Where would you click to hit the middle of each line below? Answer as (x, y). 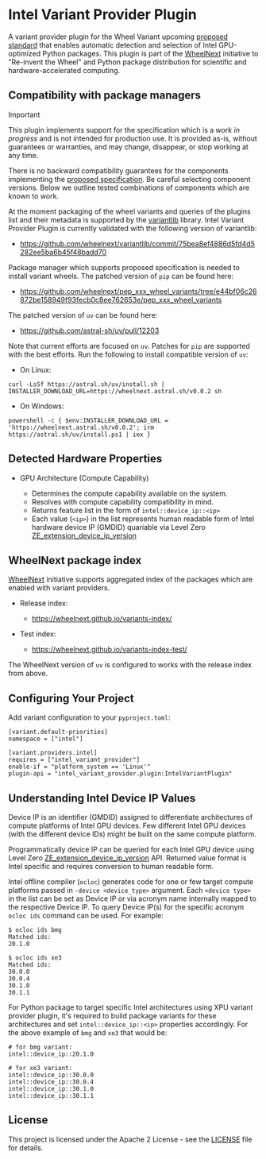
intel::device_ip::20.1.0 (51, 1054)
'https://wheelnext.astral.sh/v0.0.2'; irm (81, 427)
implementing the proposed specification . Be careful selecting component (129, 179)
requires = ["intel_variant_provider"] (74, 760)
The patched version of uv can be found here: (83, 315)
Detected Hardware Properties (85, 459)
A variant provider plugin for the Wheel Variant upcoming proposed (118, 37)
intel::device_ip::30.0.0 (51, 1075)
